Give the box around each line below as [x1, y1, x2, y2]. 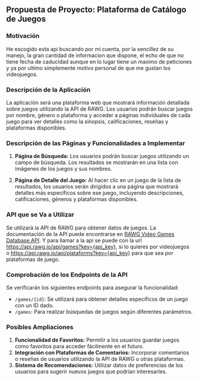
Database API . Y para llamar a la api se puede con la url [6, 237, 142, 244]
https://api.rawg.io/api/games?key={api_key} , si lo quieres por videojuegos [6, 243, 190, 250]
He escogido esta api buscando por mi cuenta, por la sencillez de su [6, 45, 174, 52]
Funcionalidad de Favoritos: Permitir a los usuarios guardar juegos [14, 336, 179, 344]
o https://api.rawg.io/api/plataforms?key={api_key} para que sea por [6, 249, 174, 256]
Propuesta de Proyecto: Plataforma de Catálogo [6, 5, 187, 15]
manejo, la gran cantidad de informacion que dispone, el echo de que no [6, 52, 184, 59]
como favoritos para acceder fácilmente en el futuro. [14, 343, 144, 350]
